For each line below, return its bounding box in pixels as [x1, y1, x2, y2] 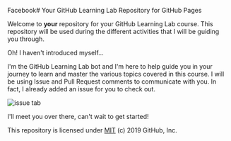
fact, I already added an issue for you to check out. [7, 85, 155, 93]
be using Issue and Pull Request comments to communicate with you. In [7, 77, 217, 86]
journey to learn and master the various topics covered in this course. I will [7, 70, 225, 78]
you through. [7, 35, 45, 43]
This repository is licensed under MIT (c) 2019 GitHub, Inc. [7, 126, 178, 134]
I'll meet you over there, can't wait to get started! [7, 113, 150, 120]
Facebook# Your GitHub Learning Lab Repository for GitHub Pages [7, 6, 202, 14]
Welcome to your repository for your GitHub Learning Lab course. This [7, 20, 213, 28]
